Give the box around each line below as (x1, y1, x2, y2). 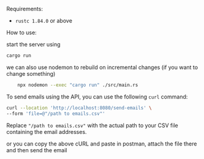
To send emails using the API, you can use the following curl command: (6, 93, 188, 100)
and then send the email (6, 146, 67, 153)
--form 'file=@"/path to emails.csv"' (6, 110, 105, 117)
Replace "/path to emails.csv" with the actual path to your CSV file (6, 122, 179, 129)
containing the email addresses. (6, 128, 87, 135)
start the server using (6, 41, 61, 48)
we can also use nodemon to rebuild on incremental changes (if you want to (6, 64, 198, 71)
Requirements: (6, 6, 43, 12)
